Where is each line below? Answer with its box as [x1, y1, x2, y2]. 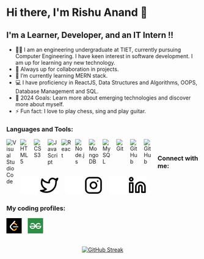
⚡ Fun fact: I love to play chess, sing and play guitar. [15, 108, 147, 115]
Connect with [158, 154, 199, 162]
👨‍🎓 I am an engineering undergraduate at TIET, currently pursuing [15, 46, 181, 53]
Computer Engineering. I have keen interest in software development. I [15, 53, 193, 60]
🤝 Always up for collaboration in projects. [15, 65, 119, 73]
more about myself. [15, 101, 64, 108]
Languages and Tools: [6, 125, 73, 133]
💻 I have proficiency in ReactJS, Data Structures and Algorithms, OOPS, [15, 79, 197, 86]
